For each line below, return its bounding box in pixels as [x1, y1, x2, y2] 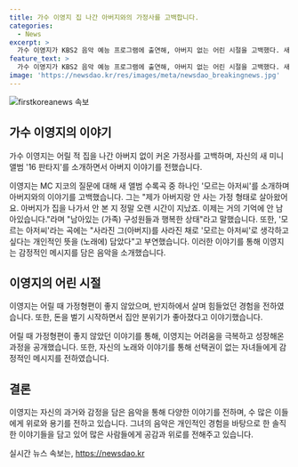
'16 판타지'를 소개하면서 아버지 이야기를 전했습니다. [25, 161, 203, 172]
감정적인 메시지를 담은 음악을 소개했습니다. [18, 246, 166, 258]
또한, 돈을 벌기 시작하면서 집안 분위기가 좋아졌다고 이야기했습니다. [35, 312, 263, 323]
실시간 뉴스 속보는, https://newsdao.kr [9, 448, 145, 459]
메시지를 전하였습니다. [32, 353, 109, 364]
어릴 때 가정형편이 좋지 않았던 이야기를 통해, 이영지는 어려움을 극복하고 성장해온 [9, 331, 285, 342]
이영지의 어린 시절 [9, 275, 101, 290]
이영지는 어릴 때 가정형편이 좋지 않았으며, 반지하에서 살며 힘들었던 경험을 [9, 301, 261, 311]
